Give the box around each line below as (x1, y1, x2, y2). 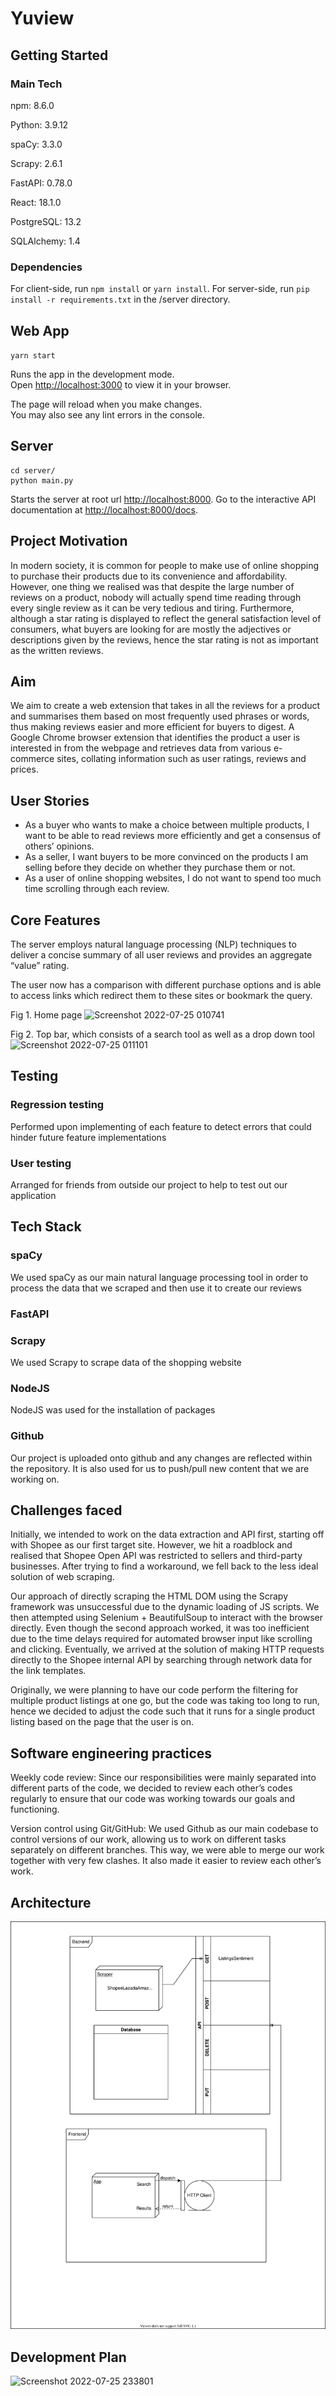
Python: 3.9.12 (10, 118, 69, 131)
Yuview (10, 7, 75, 30)
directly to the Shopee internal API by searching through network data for (10, 1654, 313, 1666)
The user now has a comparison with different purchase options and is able (10, 979, 322, 991)
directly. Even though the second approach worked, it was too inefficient (10, 1622, 310, 1634)
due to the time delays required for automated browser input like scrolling (10, 1633, 313, 1645)
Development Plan (10, 2348, 127, 2366)
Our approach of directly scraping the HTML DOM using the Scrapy (10, 1590, 289, 1602)
